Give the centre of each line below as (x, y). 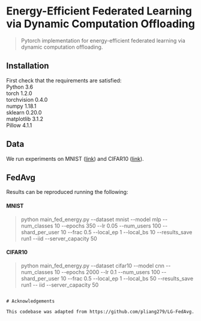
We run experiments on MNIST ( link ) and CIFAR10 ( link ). (75, 158)
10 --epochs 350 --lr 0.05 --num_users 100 (108, 226)
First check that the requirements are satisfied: (64, 80)
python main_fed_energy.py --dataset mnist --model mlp (91, 219)
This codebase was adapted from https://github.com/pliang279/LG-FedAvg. (100, 311)
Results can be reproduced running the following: (67, 192)
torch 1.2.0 (19, 93)
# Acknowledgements (31, 301)
